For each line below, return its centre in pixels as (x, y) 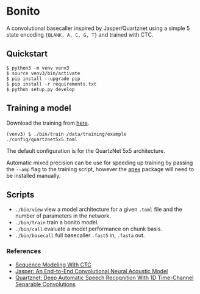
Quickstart (27, 54)
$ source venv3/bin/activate (43, 73)
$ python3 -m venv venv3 (38, 68)
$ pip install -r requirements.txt (52, 84)
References (24, 251)
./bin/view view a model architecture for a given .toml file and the (99, 210)
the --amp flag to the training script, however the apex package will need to (100, 169)
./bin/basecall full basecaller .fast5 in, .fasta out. (80, 235)
